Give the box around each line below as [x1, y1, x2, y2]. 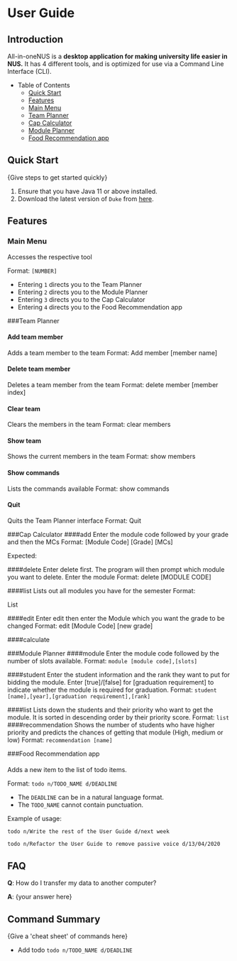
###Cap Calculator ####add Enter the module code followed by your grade [7, 530, 229, 538]
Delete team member [7, 364, 71, 374]
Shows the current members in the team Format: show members [7, 452, 196, 461]
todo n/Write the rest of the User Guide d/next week [7, 828, 170, 835]
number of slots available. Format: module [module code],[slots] [7, 656, 197, 665]
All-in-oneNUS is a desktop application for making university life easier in [7, 52, 228, 60]
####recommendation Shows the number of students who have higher [7, 720, 215, 729]
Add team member [7, 332, 64, 342]
